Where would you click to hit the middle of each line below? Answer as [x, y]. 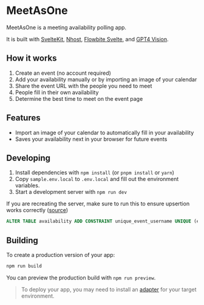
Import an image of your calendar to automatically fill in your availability [104, 132]
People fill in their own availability [57, 92]
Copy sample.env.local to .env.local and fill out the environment [97, 179]
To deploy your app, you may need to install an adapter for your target [109, 289]
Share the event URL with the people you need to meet [83, 86]
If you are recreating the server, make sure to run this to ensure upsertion [98, 204]
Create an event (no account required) [63, 73]
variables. [27, 185]
